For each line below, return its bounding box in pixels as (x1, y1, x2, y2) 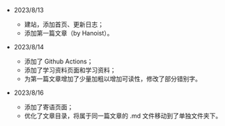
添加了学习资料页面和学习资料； (24, 66, 116, 74)
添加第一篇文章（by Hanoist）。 (24, 29, 114, 37)
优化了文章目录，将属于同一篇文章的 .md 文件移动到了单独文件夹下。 (24, 111, 222, 120)
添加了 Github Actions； (24, 57, 93, 65)
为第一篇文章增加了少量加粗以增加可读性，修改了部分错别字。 (24, 74, 202, 83)
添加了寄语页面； (24, 103, 74, 111)
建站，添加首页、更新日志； (24, 20, 104, 29)
